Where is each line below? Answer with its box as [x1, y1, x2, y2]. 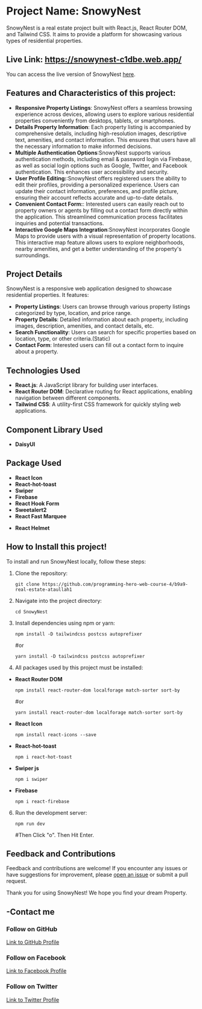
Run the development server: [14, 809, 87, 816]
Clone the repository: [14, 569, 68, 577]
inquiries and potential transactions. [14, 219, 104, 227]
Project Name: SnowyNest [6, 4, 141, 18]
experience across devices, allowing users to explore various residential [14, 110, 194, 118]
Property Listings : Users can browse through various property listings [14, 303, 191, 310]
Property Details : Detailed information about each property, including [14, 316, 189, 323]
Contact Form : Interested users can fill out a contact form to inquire [14, 342, 184, 349]
